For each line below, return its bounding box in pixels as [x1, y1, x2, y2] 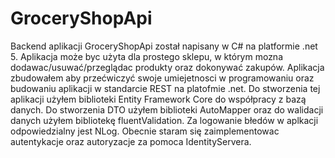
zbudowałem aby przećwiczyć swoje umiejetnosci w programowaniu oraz [10, 72, 315, 84]
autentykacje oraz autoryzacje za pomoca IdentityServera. [10, 135, 252, 147]
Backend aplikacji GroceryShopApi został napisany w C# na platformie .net [10, 40, 318, 52]
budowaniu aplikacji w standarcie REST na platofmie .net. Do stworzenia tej [10, 82, 321, 94]
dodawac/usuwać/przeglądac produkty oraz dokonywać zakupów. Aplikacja [10, 61, 325, 73]
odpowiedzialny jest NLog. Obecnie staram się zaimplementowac [10, 125, 280, 137]
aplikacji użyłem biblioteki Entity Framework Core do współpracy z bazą [10, 93, 307, 105]
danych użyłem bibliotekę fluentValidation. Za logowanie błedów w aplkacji [10, 114, 319, 126]
